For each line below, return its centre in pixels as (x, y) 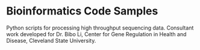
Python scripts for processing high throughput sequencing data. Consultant (100, 28)
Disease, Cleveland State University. (51, 40)
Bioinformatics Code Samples (82, 11)
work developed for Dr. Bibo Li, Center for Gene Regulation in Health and (96, 34)
